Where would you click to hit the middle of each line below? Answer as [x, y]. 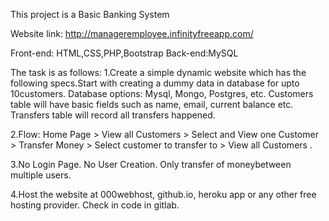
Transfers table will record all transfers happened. [113, 115]
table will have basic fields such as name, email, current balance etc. [152, 104]
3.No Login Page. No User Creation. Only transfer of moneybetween [151, 164]
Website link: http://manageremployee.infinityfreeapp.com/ [132, 33]
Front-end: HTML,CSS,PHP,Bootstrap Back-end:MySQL [124, 53]
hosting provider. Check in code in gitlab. [95, 205]
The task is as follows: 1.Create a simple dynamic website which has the [158, 72]
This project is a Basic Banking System [90, 14]
